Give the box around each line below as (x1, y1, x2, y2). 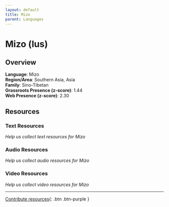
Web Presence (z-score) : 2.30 (5, 93, 69, 99)
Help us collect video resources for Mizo (5, 181, 90, 187)
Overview (5, 58, 37, 67)
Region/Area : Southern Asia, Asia (5, 77, 75, 83)
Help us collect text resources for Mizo (5, 134, 86, 140)
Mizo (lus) (5, 38, 48, 50)
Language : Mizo (5, 71, 39, 78)
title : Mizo (5, 12, 30, 17)
